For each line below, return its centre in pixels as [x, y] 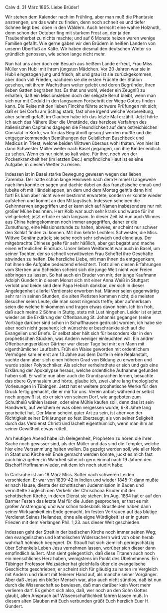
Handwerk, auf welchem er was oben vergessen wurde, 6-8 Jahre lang [78, 407]
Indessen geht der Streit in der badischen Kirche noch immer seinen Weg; [81, 532]
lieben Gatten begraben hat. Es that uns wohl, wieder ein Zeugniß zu [75, 90]
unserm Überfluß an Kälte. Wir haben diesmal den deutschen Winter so [78, 49]
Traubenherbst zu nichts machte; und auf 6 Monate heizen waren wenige [80, 38]
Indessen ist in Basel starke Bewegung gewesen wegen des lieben [73, 174]
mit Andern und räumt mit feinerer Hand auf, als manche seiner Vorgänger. [82, 574]
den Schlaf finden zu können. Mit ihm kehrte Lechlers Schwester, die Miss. [82, 232]
